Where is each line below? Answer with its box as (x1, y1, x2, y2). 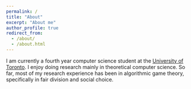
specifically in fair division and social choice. (6, 76, 114, 83)
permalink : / (6, 8, 38, 15)
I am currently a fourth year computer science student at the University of (6, 57, 184, 64)
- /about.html (11, 42, 46, 47)
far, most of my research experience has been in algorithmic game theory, (6, 70, 185, 77)
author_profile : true (6, 25, 59, 31)
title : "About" (6, 14, 43, 20)
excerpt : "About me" (6, 19, 57, 25)
